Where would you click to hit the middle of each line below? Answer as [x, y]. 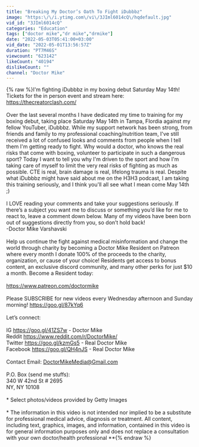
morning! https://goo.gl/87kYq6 [45, 305]
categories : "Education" [37, 28]
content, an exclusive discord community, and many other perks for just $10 [99, 267]
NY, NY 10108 [23, 387]
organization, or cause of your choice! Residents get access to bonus [91, 260]
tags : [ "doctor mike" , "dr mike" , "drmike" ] [60, 34]
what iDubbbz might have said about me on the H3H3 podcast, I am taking [98, 178]
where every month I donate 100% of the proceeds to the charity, [86, 254]
